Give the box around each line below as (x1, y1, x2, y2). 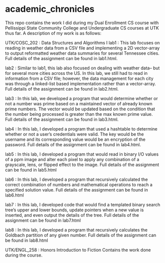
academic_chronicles (5, 3, 95, 15)
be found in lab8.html (5, 237, 48, 243)
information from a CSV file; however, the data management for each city (5, 75, 154, 81)
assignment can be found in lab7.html (5, 217, 81, 223)
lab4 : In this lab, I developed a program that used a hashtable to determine (5, 126, 158, 131)
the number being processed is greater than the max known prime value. (5, 111, 153, 117)
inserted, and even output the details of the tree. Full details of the (5, 212, 139, 218)
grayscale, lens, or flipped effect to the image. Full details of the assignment (5, 162, 159, 167)
